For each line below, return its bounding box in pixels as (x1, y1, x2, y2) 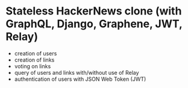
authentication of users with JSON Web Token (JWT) (14, 75, 146, 83)
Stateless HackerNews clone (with (5, 4, 182, 18)
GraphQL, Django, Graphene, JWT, (5, 17, 183, 31)
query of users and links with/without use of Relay (14, 69, 139, 76)
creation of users (14, 49, 57, 57)
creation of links (14, 56, 55, 63)
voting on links (14, 62, 51, 70)
